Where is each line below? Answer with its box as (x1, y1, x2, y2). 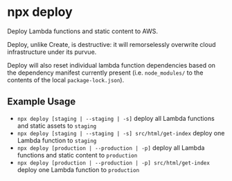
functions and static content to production (17, 151, 138, 159)
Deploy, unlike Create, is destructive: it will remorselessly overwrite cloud (7, 40, 216, 48)
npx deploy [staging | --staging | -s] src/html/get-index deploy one (17, 128, 225, 137)
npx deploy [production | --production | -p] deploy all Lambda (17, 143, 205, 152)
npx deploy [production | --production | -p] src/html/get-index (17, 160, 210, 166)
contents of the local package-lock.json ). (7, 75, 125, 84)
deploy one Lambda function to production (17, 165, 140, 173)
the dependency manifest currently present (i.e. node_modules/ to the (7, 68, 204, 77)
